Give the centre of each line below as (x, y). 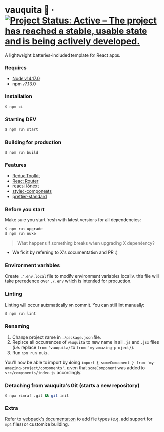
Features (16, 165)
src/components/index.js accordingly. (43, 372)
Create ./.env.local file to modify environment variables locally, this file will (82, 276)
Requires (16, 67)
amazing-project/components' (35, 368)
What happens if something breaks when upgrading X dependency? (86, 243)
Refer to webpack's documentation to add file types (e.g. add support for (79, 419)
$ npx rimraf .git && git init (37, 396)
